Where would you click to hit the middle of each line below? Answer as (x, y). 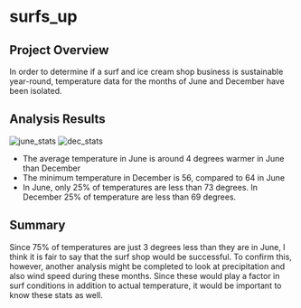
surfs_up (43, 17)
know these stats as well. (56, 294)
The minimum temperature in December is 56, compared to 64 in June (154, 177)
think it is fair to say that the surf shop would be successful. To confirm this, (150, 257)
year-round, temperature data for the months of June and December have (147, 81)
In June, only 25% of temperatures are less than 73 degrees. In (140, 187)
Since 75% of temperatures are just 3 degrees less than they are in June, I (148, 247)
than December (52, 168)
